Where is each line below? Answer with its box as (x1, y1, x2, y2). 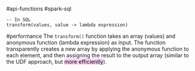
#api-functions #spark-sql (6, 5, 71, 12)
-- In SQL (6, 17, 31, 23)
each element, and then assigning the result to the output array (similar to (6, 52, 189, 59)
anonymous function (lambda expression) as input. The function (6, 39, 166, 46)
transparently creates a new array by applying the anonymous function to (6, 45, 189, 52)
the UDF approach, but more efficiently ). (6, 58, 107, 65)
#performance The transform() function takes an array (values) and (6, 32, 176, 40)
